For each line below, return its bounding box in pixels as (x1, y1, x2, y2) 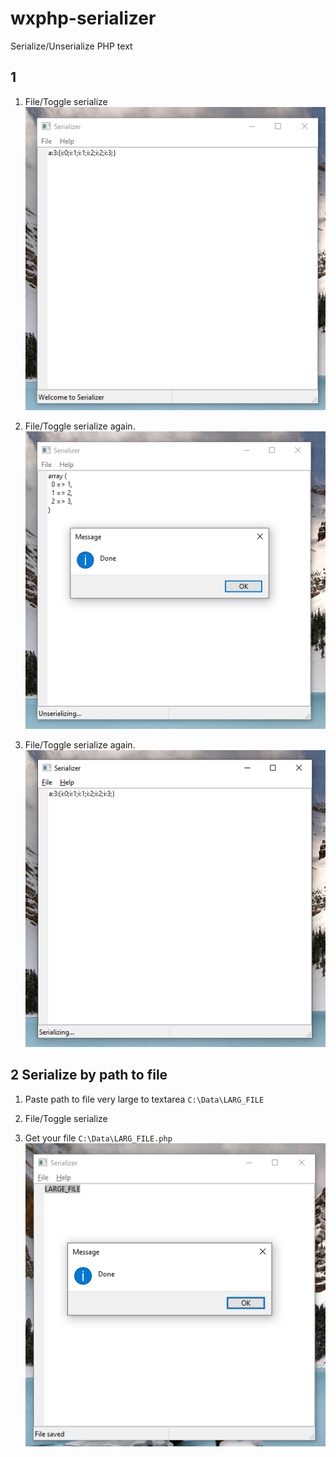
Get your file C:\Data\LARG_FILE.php (24, 1132, 173, 1144)
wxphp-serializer (10, 7, 157, 30)
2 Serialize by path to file (10, 1067, 168, 1084)
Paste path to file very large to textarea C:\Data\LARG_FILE (24, 1093, 265, 1105)
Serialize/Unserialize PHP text (10, 40, 133, 52)
